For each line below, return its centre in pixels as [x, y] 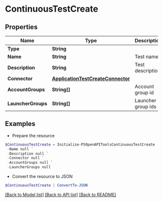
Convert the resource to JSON [42, 177]
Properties [21, 27]
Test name [147, 57]
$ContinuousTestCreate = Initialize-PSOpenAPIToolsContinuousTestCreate [80, 145]
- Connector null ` [26, 158]
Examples [20, 124]
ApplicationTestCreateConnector [91, 79]
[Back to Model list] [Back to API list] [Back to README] [61, 194]
